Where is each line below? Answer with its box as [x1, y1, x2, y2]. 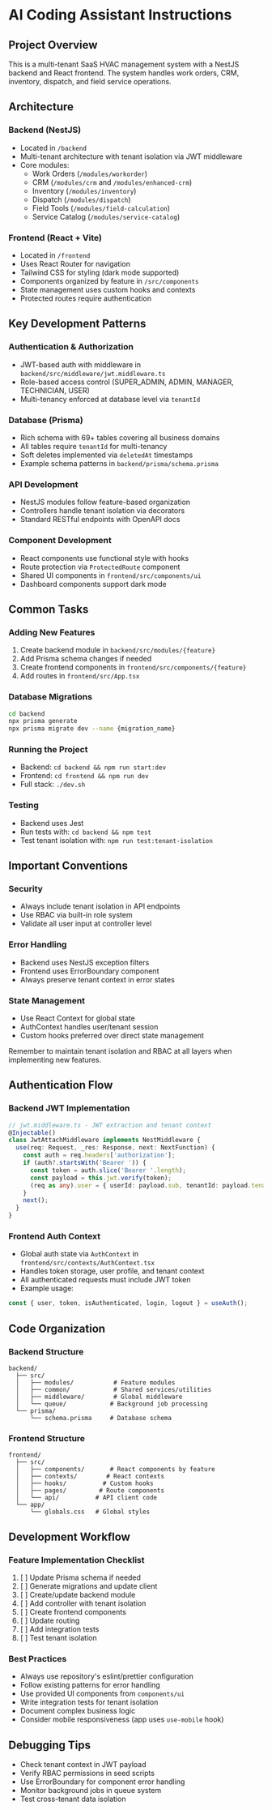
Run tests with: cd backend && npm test [19, 827, 152, 837]
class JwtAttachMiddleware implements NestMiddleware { [8, 1136, 201, 1145]
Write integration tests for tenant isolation [19, 1697, 159, 1707]
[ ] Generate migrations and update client [19, 1581, 158, 1590]
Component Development [8, 535, 112, 546]
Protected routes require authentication [19, 293, 152, 303]
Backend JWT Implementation [8, 1102, 130, 1114]
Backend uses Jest [19, 818, 84, 828]
